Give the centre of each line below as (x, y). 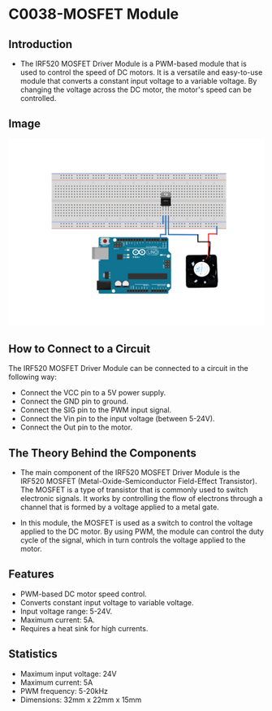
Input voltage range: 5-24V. (66, 611)
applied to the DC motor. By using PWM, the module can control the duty (142, 531)
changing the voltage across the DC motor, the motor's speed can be (136, 89)
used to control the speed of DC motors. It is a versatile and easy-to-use (141, 72)
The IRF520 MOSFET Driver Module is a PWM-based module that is (134, 63)
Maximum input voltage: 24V (68, 674)
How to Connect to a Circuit (80, 349)
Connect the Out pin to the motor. (76, 427)
